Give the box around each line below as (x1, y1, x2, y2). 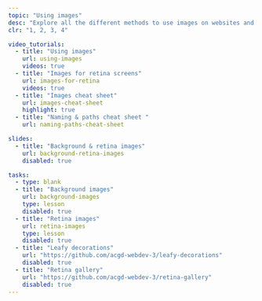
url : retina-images (22, 222, 86, 230)
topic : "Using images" (8, 11, 82, 20)
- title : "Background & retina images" (15, 142, 146, 150)
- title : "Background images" (15, 185, 114, 193)
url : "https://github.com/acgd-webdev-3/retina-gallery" (22, 273, 213, 281)
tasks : (8, 171, 30, 179)
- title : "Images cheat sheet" (15, 91, 118, 99)
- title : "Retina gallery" (15, 266, 104, 273)
